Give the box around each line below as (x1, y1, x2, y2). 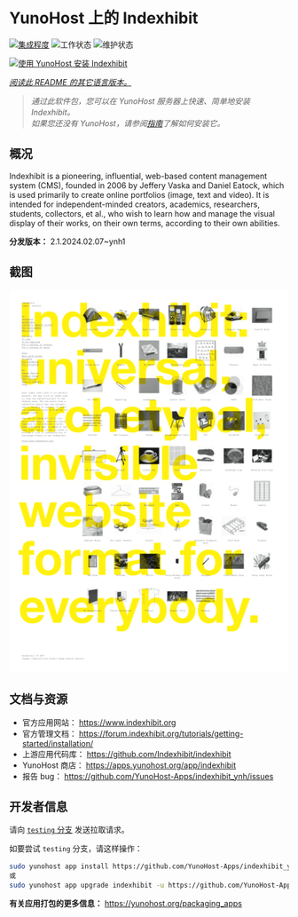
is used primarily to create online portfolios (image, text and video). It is (9, 189, 270, 200)
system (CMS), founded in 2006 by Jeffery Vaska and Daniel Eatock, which (9, 179, 285, 191)
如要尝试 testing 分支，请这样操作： (9, 843, 143, 854)
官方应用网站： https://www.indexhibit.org (21, 716, 176, 728)
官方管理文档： (21, 728, 77, 739)
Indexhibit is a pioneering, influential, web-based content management (9, 170, 268, 181)
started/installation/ (21, 738, 94, 748)
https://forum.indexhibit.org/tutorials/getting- (78, 728, 244, 739)
